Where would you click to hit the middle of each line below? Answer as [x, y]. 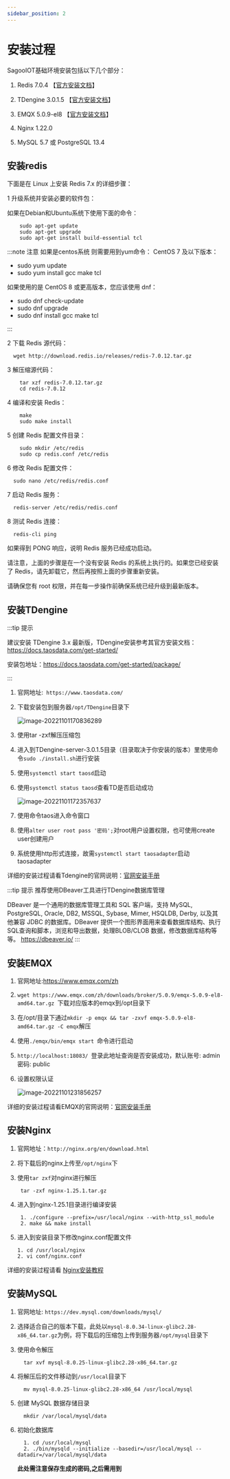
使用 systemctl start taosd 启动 [61, 773]
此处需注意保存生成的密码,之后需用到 [69, 1468]
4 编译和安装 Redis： [37, 402]
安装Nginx [29, 1131]
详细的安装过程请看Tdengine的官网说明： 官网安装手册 [83, 875]
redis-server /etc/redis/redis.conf [66, 508]
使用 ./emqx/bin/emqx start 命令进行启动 [75, 1041]
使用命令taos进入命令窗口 [54, 816]
